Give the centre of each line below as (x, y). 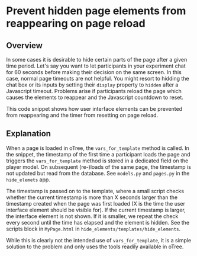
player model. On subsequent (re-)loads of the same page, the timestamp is (98, 167)
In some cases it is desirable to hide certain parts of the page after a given (97, 60)
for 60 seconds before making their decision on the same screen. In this (94, 72)
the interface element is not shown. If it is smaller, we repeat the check (92, 216)
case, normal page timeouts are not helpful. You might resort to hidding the (98, 79)
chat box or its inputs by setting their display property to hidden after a (92, 85)
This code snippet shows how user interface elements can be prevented (94, 109)
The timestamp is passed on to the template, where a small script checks (95, 191)
